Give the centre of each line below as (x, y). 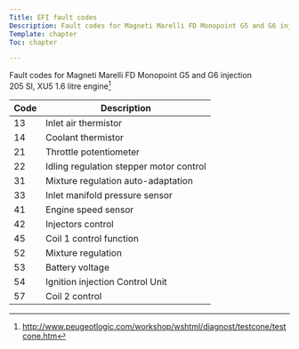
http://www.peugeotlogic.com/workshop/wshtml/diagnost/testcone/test (154, 326)
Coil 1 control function (93, 238)
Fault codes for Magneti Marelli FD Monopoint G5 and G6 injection (130, 75)
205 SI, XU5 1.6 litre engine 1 (60, 85)
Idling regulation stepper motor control (126, 166)
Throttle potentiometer (93, 152)
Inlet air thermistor (84, 123)
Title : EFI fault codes (53, 17)
